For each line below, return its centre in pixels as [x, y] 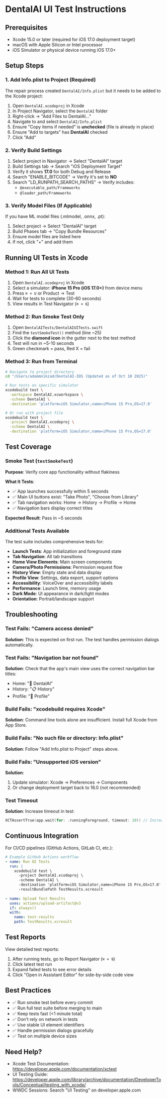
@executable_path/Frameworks [50, 188]
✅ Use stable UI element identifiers [48, 1025]
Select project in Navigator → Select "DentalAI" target [67, 161]
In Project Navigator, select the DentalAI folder [60, 111]
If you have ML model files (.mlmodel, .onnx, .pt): [55, 216]
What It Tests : [20, 482]
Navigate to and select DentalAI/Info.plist [57, 121]
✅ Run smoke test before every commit [52, 1002]
